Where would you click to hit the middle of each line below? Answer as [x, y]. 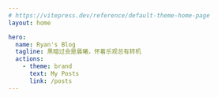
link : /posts [51, 81]
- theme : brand [47, 67]
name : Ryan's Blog [46, 44]
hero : [17, 37]
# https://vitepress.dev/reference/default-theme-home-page [109, 15]
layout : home [30, 23]
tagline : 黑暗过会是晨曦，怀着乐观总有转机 [79, 52]
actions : [30, 59]
